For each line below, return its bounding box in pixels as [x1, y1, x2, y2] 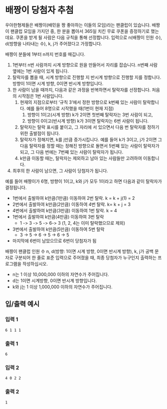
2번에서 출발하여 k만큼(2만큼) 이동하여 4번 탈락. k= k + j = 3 [12, 201, 131, 207]
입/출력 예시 [5, 300, 40, 308]
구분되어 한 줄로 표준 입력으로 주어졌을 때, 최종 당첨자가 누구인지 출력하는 [14, 255, 157, 261]
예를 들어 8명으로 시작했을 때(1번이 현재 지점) [26, 105, 114, 111]
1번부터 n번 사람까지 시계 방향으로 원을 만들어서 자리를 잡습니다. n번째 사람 [12, 62, 158, 68]
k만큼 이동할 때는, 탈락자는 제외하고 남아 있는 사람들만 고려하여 [19, 155, 142, 161]
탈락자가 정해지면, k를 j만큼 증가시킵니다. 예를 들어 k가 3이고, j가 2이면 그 [19, 136, 162, 142]
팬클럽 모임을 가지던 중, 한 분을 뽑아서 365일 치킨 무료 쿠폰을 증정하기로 [10, 28, 150, 34]
